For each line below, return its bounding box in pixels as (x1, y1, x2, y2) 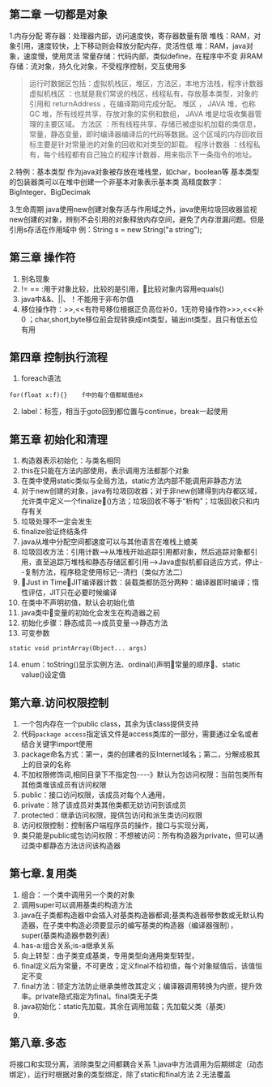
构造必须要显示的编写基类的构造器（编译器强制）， (70, 920, 238, 930)
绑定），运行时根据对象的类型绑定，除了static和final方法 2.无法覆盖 (9, 1069, 232, 1079)
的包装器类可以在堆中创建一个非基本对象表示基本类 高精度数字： (9, 177, 224, 187)
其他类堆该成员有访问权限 (20, 780, 107, 790)
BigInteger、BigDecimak (9, 187, 91, 196)
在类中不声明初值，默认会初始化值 (20, 597, 135, 607)
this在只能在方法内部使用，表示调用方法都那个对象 (20, 466, 189, 476)
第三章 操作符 (9, 251, 76, 265)
